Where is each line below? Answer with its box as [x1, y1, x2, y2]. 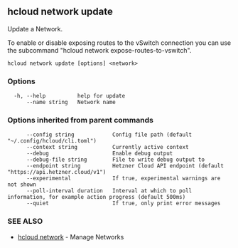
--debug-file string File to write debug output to [26, 156, 205, 163]
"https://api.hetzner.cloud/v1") [7, 169, 107, 176]
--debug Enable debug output [26, 150, 173, 157]
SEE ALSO [7, 217, 43, 227]
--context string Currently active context [26, 144, 190, 151]
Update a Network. [7, 24, 63, 33]
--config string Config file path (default [26, 131, 193, 138]
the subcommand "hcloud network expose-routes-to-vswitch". [7, 46, 192, 54]
